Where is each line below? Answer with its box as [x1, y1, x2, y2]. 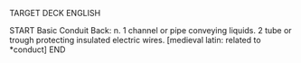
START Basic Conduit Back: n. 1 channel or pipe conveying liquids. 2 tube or [9, 25, 292, 35]
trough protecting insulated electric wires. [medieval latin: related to [9, 35, 261, 45]
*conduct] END [9, 44, 66, 55]
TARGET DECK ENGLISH [9, 8, 101, 18]
